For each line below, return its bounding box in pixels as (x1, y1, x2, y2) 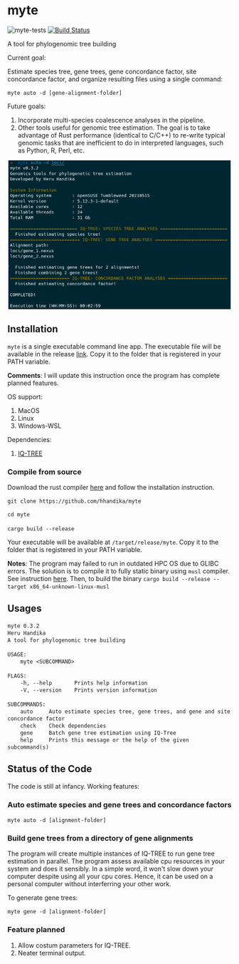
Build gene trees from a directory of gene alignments (7, 833, 193, 843)
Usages (7, 602, 42, 615)
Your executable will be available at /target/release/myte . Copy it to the (7, 538, 219, 547)
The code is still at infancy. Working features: (7, 781, 140, 790)
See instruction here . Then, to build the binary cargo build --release (7, 575, 211, 583)
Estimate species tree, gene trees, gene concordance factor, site (7, 67, 197, 76)
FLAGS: (7, 672, 27, 680)
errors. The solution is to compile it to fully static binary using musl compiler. (7, 567, 230, 575)
